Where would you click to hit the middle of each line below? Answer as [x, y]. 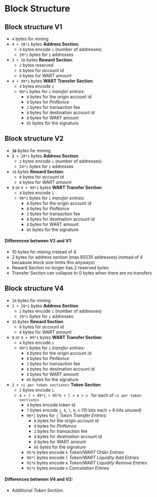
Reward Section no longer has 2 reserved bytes [60, 268]
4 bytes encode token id [51, 405]
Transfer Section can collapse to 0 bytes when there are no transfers [82, 273]
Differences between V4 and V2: [39, 479]
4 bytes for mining [30, 39]
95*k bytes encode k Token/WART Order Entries [75, 452]
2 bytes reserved [36, 65]
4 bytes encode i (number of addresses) [60, 49]
